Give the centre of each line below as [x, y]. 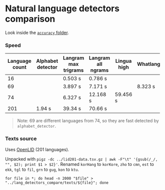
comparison [30, 19]
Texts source [21, 139]
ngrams [99, 70]
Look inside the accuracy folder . [37, 32]
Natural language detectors [62, 9]
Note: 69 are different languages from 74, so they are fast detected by [88, 121]
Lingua [124, 61]
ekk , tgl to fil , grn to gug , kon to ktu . [42, 169]
